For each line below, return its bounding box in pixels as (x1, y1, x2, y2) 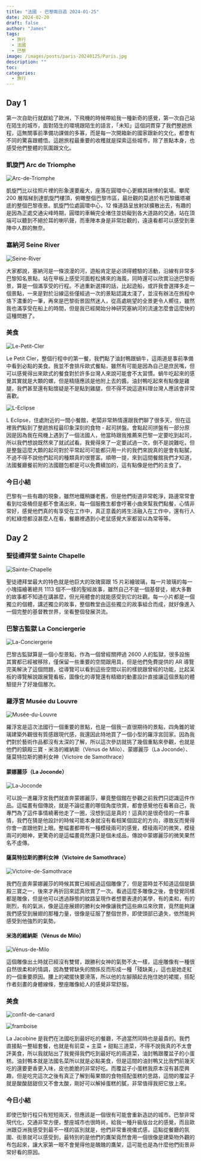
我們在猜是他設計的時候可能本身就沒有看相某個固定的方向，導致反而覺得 (16, 816, 195, 823)
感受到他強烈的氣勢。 (6, 917, 59, 925)
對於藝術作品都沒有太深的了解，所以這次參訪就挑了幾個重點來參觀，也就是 (11, 738, 195, 746)
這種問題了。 (6, 312, 38, 319)
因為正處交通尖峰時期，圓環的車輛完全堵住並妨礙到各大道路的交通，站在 (11, 209, 190, 217)
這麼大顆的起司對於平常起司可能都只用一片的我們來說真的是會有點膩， (22, 446, 195, 454)
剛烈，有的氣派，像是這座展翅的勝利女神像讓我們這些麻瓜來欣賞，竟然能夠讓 (6, 902, 195, 910)
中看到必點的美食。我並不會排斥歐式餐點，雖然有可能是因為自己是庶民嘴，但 (6, 362, 195, 369)
